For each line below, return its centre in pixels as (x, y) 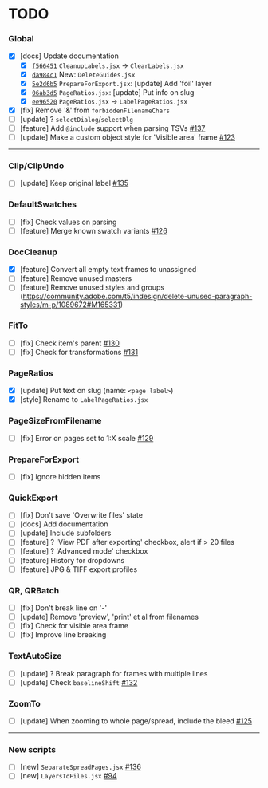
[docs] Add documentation (64, 524)
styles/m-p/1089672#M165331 (70, 305)
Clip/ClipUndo (36, 166)
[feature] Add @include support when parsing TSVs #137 (112, 128)
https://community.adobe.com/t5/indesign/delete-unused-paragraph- (138, 297)
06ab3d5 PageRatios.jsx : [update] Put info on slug (113, 92)
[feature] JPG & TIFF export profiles (79, 569)
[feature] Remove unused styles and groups (92, 287)
